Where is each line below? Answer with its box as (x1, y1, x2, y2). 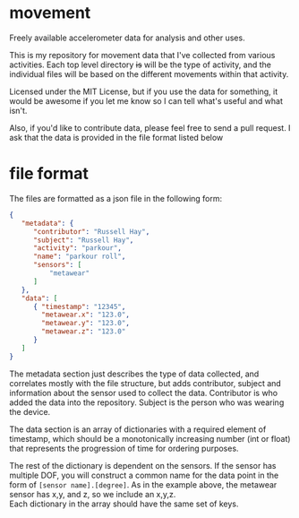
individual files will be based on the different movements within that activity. (9, 68, 289, 79)
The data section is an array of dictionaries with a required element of (9, 424, 267, 435)
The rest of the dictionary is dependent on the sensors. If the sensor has (9, 460, 277, 471)
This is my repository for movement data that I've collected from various (9, 49, 276, 60)
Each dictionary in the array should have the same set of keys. (9, 498, 239, 509)
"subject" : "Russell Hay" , (32, 236, 134, 245)
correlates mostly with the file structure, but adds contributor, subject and (9, 377, 282, 388)
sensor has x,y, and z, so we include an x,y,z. (9, 488, 176, 499)
